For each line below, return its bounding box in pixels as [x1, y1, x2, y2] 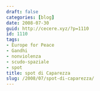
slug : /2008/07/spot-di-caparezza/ [6, 75, 95, 81]
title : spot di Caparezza [6, 70, 70, 76]
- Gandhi [6, 48, 28, 54]
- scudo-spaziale [6, 59, 49, 65]
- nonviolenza [6, 53, 42, 59]
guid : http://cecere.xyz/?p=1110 [6, 25, 89, 32]
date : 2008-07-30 [6, 20, 49, 26]
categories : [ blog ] [6, 14, 55, 20]
